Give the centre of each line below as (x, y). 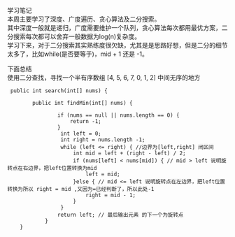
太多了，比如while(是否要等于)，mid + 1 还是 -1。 (78, 54)
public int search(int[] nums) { (59, 91)
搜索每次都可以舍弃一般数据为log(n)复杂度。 (77, 36)
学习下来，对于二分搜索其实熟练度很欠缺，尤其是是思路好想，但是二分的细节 (117, 45)
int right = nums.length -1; (103, 140)
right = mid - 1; (111, 195)
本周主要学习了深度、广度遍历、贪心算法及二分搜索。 (84, 19)
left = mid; (102, 174)
